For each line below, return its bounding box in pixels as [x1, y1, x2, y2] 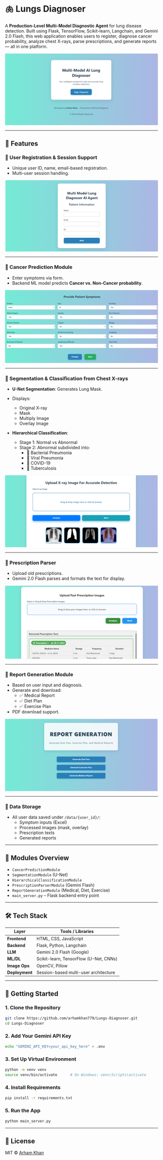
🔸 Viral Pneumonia [26, 455, 64, 461]
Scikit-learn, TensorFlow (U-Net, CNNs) [36, 956, 118, 962]
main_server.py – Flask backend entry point [12, 892, 99, 898]
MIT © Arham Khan [5, 1150, 44, 1156]
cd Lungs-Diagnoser [5, 1021, 45, 1026]
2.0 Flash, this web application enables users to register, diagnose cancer [5, 33, 152, 39]
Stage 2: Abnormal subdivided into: [19, 445, 90, 451]
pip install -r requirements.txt [5, 1096, 73, 1101]
